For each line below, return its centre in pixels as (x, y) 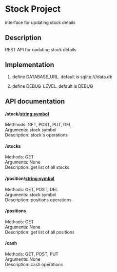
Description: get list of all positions (40, 232)
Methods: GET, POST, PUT (32, 254)
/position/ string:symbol (30, 178)
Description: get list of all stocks (37, 167)
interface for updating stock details (40, 22)
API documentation (35, 101)
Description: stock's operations (37, 135)
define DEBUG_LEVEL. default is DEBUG (53, 86)
